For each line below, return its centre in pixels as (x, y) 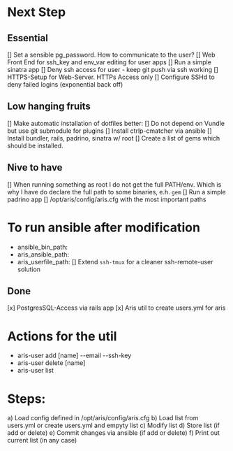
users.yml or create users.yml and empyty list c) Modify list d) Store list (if (113, 425)
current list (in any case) (42, 441)
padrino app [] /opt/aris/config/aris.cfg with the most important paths (107, 199)
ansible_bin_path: (43, 247)
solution (29, 269)
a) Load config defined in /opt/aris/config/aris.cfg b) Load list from (103, 418)
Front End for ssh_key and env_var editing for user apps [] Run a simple (109, 62)
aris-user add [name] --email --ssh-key (74, 356)
